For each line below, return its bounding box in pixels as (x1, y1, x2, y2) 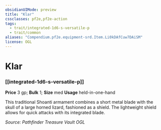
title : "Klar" (5, 12, 35, 17)
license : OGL (5, 40, 32, 44)
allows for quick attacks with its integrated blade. (5, 110, 106, 116)
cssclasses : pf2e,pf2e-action (5, 16, 68, 21)
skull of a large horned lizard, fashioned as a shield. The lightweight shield (5, 104, 157, 110)
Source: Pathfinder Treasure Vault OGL (5, 119, 85, 125)
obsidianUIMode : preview (5, 7, 56, 12)
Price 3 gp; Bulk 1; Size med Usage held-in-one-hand (5, 89, 115, 95)
